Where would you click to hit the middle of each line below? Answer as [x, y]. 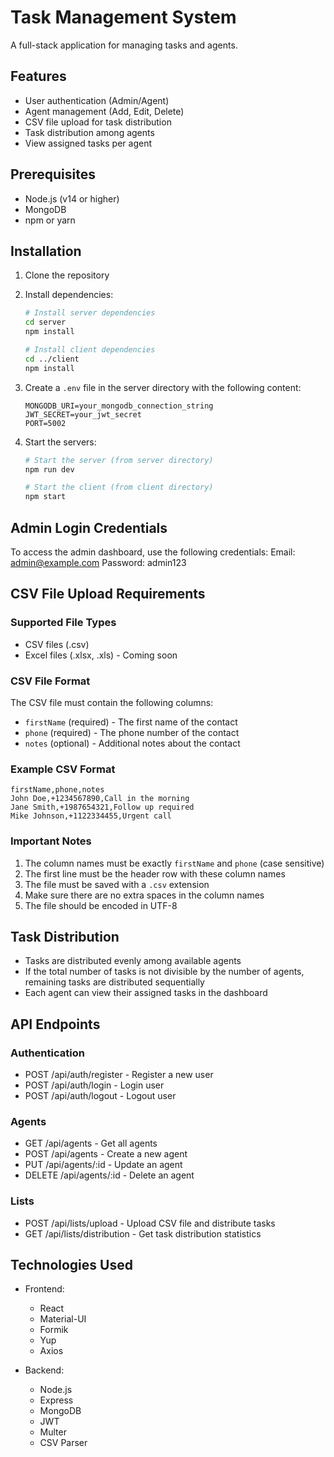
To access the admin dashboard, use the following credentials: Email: [153, 552]
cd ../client [52, 359]
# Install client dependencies [90, 350]
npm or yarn [50, 220]
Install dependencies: [69, 295]
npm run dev [49, 469]
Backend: [44, 1370]
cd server [45, 322]
